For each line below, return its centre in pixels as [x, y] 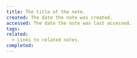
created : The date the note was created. [60, 18]
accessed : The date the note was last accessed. [69, 23]
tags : [13, 29]
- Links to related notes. [46, 40]
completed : [20, 46]
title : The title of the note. [46, 12]
